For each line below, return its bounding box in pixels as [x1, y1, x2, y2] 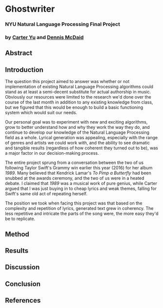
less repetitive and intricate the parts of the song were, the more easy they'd [5, 211, 159, 217]
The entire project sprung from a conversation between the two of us [5, 160, 144, 165]
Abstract [5, 49, 33, 57]
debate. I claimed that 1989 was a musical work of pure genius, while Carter [5, 181, 157, 186]
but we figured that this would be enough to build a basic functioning [5, 104, 144, 110]
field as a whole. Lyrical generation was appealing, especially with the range [5, 135, 158, 141]
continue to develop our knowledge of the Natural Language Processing [5, 129, 150, 135]
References [5, 296, 41, 305]
